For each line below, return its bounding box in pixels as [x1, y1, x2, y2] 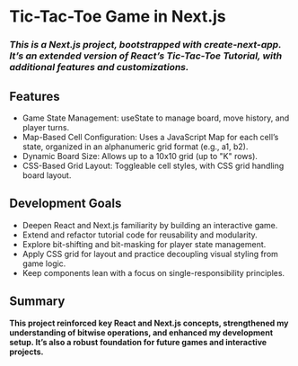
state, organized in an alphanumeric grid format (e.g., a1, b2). [22, 141, 249, 152]
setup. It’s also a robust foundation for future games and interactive [9, 336, 267, 347]
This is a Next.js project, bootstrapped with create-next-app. [9, 39, 282, 51]
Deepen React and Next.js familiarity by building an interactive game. [22, 219, 278, 230]
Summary [9, 294, 66, 309]
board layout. [22, 169, 72, 181]
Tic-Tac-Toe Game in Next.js [9, 6, 226, 27]
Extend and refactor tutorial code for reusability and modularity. [22, 229, 258, 240]
